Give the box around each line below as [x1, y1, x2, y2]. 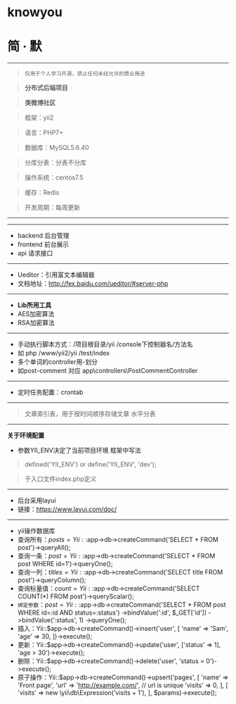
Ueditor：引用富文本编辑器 [17, 270, 95, 279]
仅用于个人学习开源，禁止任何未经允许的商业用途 [24, 70, 145, 77]
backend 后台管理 [17, 232, 70, 240]
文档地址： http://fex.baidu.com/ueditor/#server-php [17, 279, 169, 288]
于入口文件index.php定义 [24, 474, 97, 483]
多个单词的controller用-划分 [17, 358, 98, 366]
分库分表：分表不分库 [24, 158, 86, 167]
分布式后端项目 [24, 84, 68, 92]
